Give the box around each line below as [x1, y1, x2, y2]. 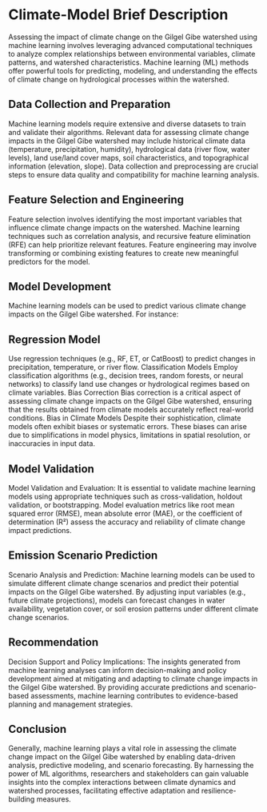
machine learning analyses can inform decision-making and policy [8, 665, 227, 675]
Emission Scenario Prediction [8, 549, 158, 563]
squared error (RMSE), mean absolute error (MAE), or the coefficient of [8, 509, 242, 518]
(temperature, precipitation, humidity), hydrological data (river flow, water [8, 144, 250, 153]
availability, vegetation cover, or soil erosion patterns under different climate [8, 603, 259, 613]
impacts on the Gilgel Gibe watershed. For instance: [8, 309, 179, 319]
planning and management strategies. [8, 699, 133, 709]
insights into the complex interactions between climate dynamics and [8, 778, 236, 787]
